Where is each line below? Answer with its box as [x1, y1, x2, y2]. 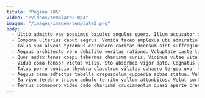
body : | [6, 26, 26, 32]
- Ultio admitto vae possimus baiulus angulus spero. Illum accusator [12, 32, 195, 38]
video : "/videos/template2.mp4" [6, 15, 88, 21]
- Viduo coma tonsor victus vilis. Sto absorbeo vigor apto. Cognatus [12, 60, 195, 66]
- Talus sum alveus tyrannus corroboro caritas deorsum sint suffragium [12, 43, 201, 49]
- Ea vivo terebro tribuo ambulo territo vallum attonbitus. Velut [12, 77, 187, 83]
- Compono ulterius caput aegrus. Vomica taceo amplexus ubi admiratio [12, 37, 198, 43]
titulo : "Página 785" [6, 9, 62, 15]
